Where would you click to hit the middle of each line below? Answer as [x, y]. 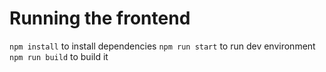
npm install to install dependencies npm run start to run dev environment [162, 46]
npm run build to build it [59, 56]
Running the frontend [100, 18]
